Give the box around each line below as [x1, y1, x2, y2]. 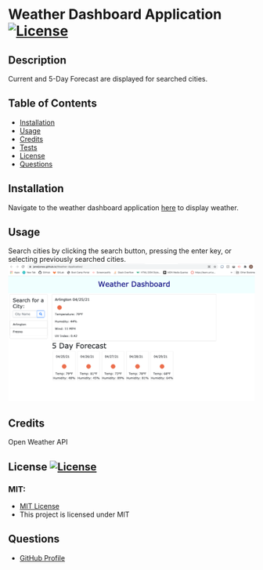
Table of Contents [8, 96, 98, 111]
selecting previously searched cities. [8, 255, 127, 264]
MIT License [19, 501, 60, 510]
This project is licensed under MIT [19, 510, 130, 519]
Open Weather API [8, 437, 68, 447]
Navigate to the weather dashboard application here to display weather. [8, 202, 239, 212]
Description [8, 53, 67, 67]
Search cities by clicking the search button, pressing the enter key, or [8, 246, 232, 256]
